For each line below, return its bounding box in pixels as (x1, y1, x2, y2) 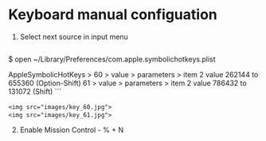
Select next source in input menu (19, 32, 129, 41)
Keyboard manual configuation (8, 6, 217, 24)
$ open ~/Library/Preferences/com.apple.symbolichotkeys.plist (8, 54, 217, 64)
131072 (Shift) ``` (8, 86, 62, 96)
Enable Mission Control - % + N (19, 125, 124, 135)
